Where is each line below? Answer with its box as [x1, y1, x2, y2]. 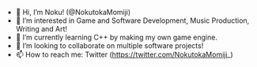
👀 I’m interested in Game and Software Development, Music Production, [15, 16, 250, 25]
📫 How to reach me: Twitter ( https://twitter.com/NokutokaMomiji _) [15, 50, 233, 59]
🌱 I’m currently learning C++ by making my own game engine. [15, 32, 217, 42]
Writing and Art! [15, 24, 68, 33]
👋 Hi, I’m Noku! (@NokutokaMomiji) [15, 8, 131, 17]
